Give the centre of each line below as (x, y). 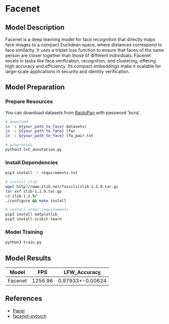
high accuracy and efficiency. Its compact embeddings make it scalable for (83, 66)
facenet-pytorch (30, 316)
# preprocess (19, 145)
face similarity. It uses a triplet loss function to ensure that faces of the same (85, 50)
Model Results (28, 258)
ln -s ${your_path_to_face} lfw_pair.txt (49, 136)
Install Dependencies (32, 163)
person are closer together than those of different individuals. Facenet (78, 55)
